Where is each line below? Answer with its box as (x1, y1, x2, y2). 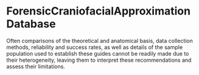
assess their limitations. (6, 62, 66, 70)
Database (6, 17, 56, 31)
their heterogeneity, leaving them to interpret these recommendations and (6, 56, 192, 64)
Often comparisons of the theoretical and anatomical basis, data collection (6, 37, 194, 44)
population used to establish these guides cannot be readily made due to (6, 50, 189, 57)
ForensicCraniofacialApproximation (6, 4, 190, 18)
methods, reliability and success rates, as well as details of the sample (6, 44, 183, 51)
